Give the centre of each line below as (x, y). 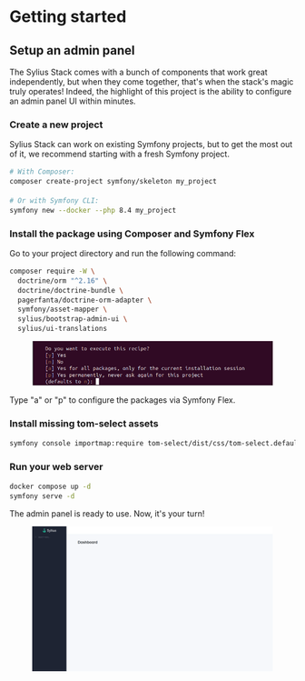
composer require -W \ (52, 271)
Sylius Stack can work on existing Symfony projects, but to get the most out (151, 145)
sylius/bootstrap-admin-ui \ (73, 319)
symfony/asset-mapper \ (62, 310)
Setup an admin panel (72, 50)
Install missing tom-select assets (84, 423)
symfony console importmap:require (77, 444)
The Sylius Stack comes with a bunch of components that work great (138, 72)
